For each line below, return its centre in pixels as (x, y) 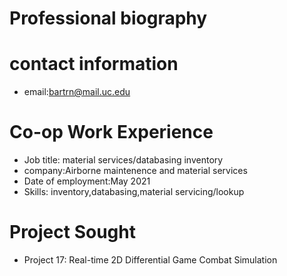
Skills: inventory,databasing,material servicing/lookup (134, 192)
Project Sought (72, 232)
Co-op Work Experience (111, 132)
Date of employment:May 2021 (87, 181)
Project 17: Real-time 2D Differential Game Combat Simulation (150, 260)
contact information (94, 64)
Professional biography (108, 18)
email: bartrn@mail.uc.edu (77, 92)
